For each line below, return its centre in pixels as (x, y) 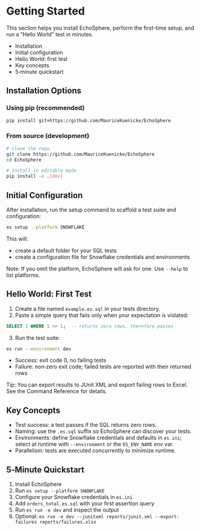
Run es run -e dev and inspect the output (67, 510)
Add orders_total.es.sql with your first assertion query (85, 504)
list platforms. (23, 275)
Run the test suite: (37, 337)
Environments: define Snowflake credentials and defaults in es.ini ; (98, 438)
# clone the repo (28, 148)
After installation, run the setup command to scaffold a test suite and (91, 209)
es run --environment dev (39, 349)
